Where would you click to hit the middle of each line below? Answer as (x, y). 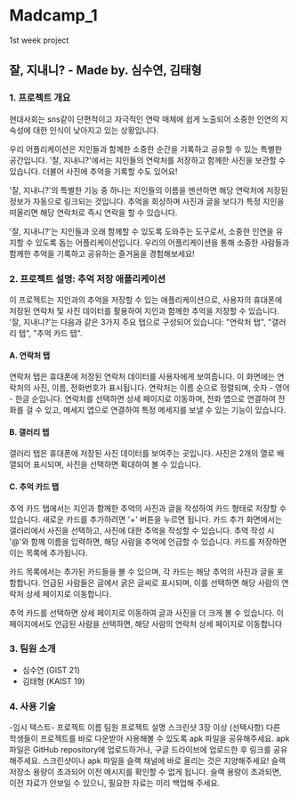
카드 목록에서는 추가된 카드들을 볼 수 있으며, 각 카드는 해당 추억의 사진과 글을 (142, 571)
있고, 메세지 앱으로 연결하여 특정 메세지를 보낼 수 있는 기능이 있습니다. (165, 410)
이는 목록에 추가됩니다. (48, 552)
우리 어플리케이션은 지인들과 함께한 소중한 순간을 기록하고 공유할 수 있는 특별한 (146, 149)
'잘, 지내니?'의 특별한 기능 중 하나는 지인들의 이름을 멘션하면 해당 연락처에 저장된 (149, 190)
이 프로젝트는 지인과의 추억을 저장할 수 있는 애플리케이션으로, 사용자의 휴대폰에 (146, 300)
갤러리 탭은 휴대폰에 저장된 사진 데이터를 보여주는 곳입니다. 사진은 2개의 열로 (142, 454)
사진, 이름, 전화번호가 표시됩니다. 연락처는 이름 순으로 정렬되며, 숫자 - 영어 (161, 388)
